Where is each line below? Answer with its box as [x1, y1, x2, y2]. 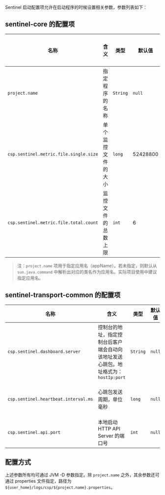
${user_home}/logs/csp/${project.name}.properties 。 [5, 484, 115, 490]
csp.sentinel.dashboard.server [7, 348, 81, 354]
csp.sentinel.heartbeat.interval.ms [7, 396, 93, 402]
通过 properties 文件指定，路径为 [5, 478, 72, 484]
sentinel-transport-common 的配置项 [5, 291, 121, 300]
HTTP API [98, 425, 120, 432]
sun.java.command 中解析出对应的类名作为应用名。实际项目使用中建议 [17, 268, 157, 275]
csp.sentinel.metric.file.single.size [7, 151, 98, 157]
